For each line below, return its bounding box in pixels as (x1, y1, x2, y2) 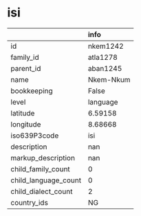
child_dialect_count (10, 186, 73, 196)
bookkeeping (10, 86, 53, 96)
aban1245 (87, 63, 122, 73)
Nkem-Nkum (87, 74, 131, 84)
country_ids (10, 197, 48, 207)
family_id (10, 52, 39, 62)
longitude (10, 119, 41, 129)
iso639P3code (10, 131, 59, 140)
